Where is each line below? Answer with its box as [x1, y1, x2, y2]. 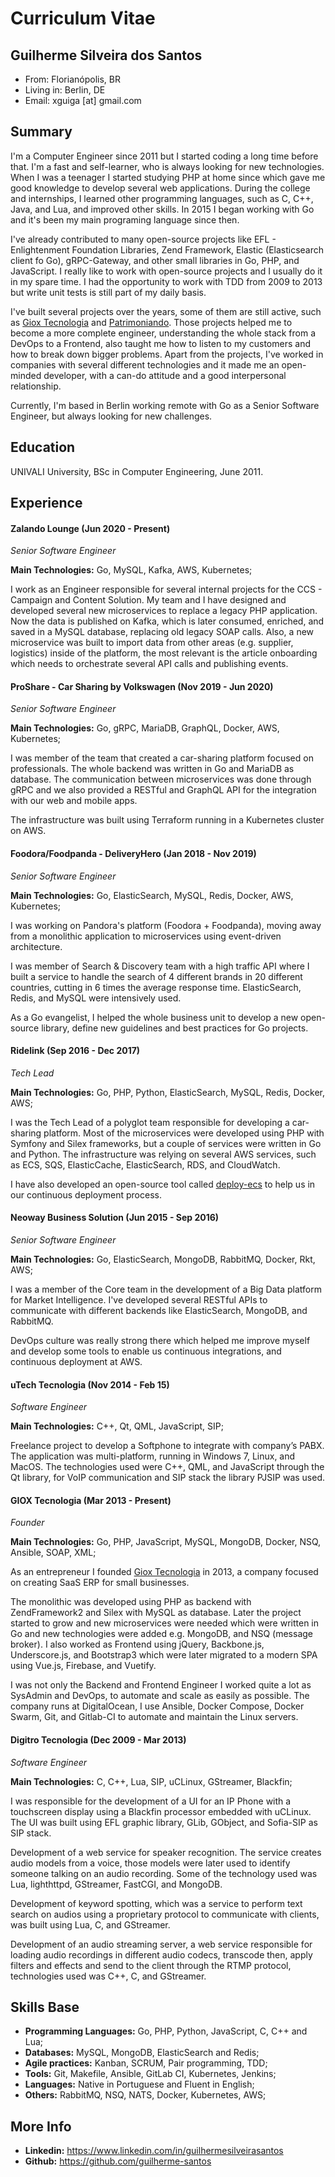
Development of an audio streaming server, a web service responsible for [10, 1938, 313, 1950]
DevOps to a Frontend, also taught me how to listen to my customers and [10, 337, 311, 349]
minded [10, 369, 42, 381]
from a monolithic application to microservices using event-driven [10, 930, 282, 942]
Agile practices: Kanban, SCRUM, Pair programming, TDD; [24, 2057, 268, 2069]
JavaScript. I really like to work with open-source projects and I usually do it [10, 265, 323, 277]
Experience [10, 495, 83, 512]
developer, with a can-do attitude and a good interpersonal [43, 369, 287, 381]
